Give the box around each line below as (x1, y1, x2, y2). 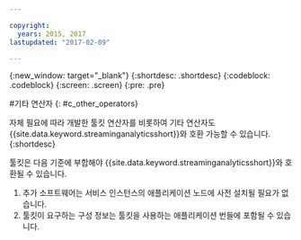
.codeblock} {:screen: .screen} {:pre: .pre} (9, 80, 165, 91)
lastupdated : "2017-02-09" (9, 38, 111, 47)
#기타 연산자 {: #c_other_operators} (9, 98, 139, 109)
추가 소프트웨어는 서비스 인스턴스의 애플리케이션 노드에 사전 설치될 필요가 (22, 188, 280, 199)
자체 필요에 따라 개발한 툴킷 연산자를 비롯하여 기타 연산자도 (9, 118, 216, 129)
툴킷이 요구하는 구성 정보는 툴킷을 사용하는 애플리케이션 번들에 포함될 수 (22, 210, 275, 221)
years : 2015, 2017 (17, 29, 87, 39)
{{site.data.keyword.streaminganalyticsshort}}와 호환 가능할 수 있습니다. (9, 129, 271, 139)
